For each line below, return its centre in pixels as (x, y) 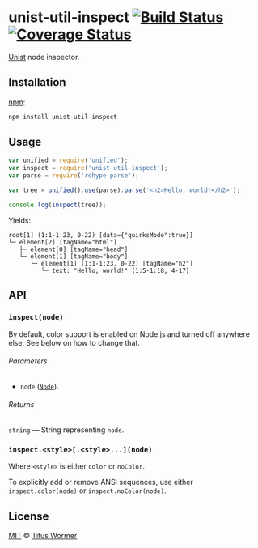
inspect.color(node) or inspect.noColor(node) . (87, 491)
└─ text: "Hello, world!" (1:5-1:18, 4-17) (115, 270)
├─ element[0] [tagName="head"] (74, 249)
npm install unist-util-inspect (63, 117)
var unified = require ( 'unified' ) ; (68, 161)
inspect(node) (36, 317)
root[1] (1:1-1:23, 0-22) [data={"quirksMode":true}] (101, 235)
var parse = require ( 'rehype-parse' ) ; (74, 176)
